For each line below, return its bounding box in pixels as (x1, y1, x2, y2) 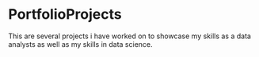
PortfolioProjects (8, 5, 122, 23)
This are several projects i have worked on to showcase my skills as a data (8, 31, 252, 41)
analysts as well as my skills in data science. (8, 39, 153, 48)
